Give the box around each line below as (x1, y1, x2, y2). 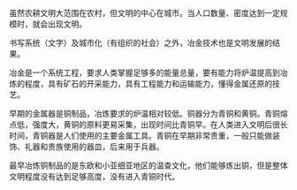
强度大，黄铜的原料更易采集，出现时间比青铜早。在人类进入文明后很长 (32, 119, 288, 130)
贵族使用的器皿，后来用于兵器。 (47, 141, 164, 152)
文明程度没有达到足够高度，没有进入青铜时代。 (9, 171, 179, 181)
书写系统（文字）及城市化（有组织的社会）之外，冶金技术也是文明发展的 (9, 38, 272, 48)
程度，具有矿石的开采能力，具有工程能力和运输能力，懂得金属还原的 (24, 79, 272, 88)
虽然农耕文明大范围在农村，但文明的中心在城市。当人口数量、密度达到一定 (9, 8, 280, 18)
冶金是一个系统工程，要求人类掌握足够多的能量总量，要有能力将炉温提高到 (9, 67, 280, 78)
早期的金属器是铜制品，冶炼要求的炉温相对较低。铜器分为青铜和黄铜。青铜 (9, 109, 280, 118)
